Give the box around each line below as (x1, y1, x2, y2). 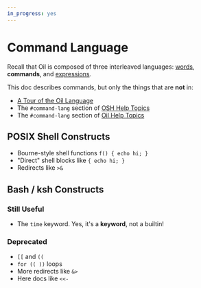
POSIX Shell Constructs (7, 131, 110, 142)
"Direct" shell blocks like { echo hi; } (16, 156, 126, 165)
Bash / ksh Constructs (7, 184, 104, 195)
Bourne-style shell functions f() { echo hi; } (16, 149, 149, 157)
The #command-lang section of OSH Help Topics (16, 104, 150, 112)
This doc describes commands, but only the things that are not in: (7, 83, 193, 91)
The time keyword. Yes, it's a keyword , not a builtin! (16, 220, 165, 228)
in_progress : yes (7, 10, 57, 17)
